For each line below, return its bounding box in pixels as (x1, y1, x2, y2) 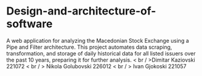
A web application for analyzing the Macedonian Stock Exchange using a (6, 37, 189, 44)
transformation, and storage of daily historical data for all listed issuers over (6, 49, 196, 57)
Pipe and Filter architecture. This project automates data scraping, (6, 43, 172, 51)
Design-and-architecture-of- (6, 4, 156, 18)
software (6, 17, 53, 31)
